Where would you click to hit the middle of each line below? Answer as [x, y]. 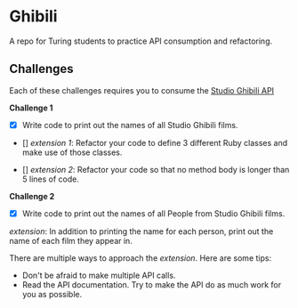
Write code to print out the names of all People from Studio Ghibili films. [153, 213]
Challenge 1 [31, 108]
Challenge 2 [32, 196]
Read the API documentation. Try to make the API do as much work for [152, 284]
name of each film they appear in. [71, 240]
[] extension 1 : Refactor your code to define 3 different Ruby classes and [155, 142]
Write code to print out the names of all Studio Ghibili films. [130, 125]
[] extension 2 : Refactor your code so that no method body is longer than [156, 169]
